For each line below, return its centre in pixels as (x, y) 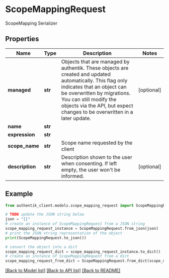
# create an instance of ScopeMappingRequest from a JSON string (75, 224)
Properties (22, 39)
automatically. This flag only (94, 80)
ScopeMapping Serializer (31, 23)
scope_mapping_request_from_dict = (43, 261)
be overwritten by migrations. (96, 93)
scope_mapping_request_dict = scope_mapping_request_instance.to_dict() (83, 252)
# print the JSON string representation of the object (64, 233)
